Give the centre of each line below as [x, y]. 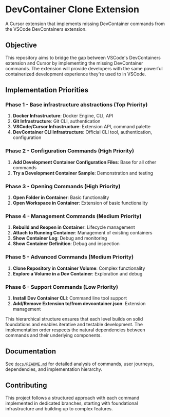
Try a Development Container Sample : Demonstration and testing [83, 173]
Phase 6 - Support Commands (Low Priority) [62, 287]
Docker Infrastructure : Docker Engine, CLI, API [63, 116]
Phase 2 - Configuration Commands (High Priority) [70, 151]
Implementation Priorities [47, 90]
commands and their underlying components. [53, 335]
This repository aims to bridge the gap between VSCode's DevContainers [83, 57]
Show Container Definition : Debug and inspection [66, 244]
